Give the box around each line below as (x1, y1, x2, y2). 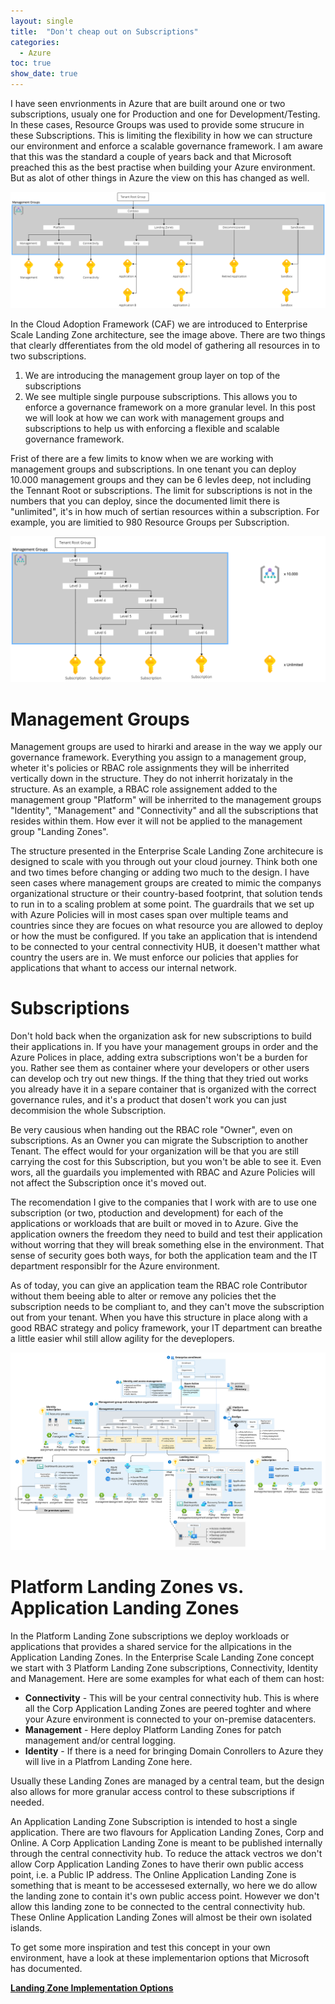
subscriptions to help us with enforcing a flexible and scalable (24, 423, 280, 435)
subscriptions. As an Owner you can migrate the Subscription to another (10, 1135, 308, 1147)
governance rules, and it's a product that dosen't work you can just (10, 1094, 287, 1106)
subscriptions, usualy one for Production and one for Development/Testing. (10, 108, 321, 120)
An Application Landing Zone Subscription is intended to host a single (10, 1815, 298, 1827)
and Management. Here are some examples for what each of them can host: (10, 1672, 325, 1684)
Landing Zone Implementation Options (10, 1981, 174, 1994)
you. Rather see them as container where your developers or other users (10, 1062, 310, 1074)
